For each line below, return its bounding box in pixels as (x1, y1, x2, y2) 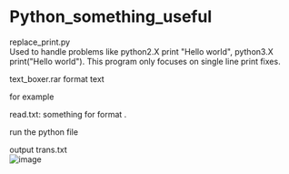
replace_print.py (9, 36, 71, 47)
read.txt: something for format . (9, 108, 127, 119)
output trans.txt (9, 144, 68, 155)
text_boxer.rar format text (9, 73, 105, 84)
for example (9, 91, 55, 102)
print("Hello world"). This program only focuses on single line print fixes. (9, 56, 281, 67)
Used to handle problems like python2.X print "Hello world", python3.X (9, 46, 274, 56)
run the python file (9, 126, 79, 138)
